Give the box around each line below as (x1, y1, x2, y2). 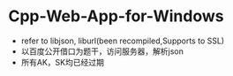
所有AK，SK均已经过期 (20, 57, 105, 67)
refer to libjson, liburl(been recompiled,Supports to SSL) (20, 35, 225, 46)
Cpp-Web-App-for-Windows (8, 6, 224, 27)
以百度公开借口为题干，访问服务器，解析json (20, 46, 184, 57)
